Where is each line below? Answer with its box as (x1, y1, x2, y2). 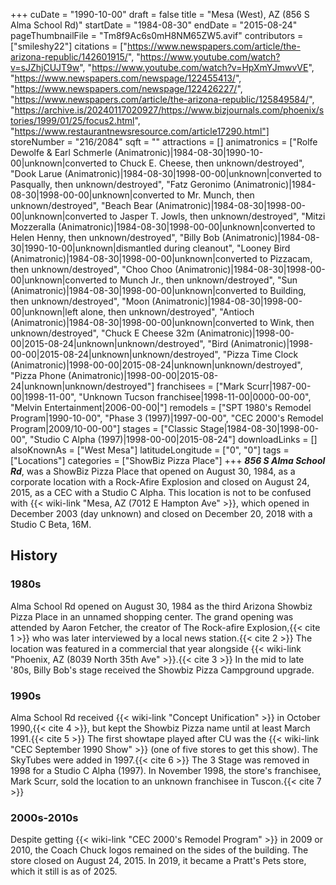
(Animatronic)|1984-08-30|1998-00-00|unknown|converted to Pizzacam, (10, 253, 313, 264)
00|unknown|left (10, 306, 79, 318)
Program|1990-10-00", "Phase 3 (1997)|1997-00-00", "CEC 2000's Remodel (10, 412, 324, 424)
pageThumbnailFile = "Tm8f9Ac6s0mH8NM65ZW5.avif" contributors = (10, 30, 304, 41)
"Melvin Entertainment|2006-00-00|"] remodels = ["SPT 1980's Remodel (10, 402, 312, 413)
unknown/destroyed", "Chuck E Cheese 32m (10, 327, 195, 339)
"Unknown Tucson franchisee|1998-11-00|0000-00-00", (78, 391, 312, 403)
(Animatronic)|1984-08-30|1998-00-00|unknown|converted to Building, (10, 285, 307, 296)
